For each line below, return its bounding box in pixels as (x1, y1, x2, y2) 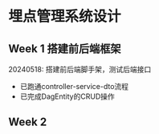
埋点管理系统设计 (8, 7, 122, 26)
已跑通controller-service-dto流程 (19, 82, 129, 91)
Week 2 (8, 116, 47, 129)
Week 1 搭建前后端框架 (8, 42, 121, 55)
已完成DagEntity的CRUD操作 (19, 91, 115, 101)
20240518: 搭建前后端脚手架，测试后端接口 (8, 65, 152, 74)
